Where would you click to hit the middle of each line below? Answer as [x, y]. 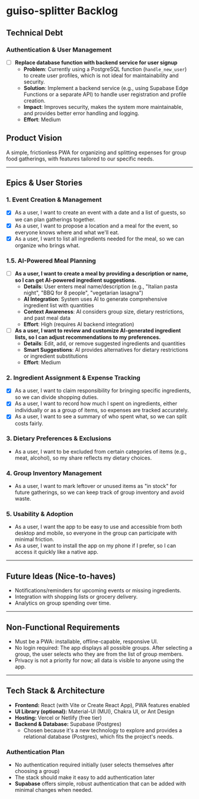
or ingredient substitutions [56, 356]
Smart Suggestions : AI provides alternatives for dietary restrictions [106, 350]
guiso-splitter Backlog [62, 11]
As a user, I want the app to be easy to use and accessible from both [98, 527]
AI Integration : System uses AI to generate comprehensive [95, 299]
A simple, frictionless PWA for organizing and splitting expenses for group [96, 152]
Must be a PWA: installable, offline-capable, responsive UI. [86, 641]
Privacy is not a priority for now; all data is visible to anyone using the [99, 660]
